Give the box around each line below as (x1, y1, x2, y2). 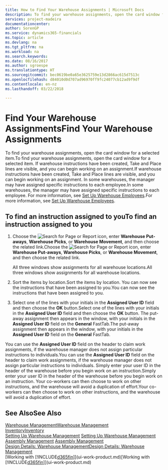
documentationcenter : (5, 21, 50, 26)
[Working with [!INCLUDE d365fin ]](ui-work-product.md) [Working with (5, 454, 150, 460)
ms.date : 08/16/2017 (5, 58, 48, 63)
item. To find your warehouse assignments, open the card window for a (5, 155, 151, 161)
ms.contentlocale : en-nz (5, 81, 57, 86)
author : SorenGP (5, 26, 39, 31)
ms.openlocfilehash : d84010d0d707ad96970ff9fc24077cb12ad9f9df (5, 77, 140, 82)
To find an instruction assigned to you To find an (5, 212, 157, 220)
